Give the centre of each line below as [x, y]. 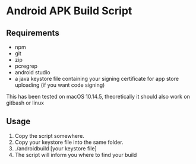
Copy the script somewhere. [49, 135]
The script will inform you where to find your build [76, 154]
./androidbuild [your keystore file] [56, 148]
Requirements [33, 33]
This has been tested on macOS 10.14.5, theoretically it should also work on [98, 97]
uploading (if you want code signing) [60, 85]
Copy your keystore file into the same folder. [69, 142]
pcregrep [26, 66]
